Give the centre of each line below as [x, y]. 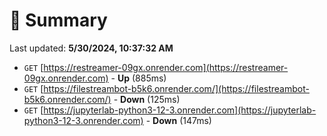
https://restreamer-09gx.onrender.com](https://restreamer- [166, 67]
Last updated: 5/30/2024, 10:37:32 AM [91, 48]
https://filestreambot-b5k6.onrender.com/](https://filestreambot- [176, 88]
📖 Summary [58, 20]
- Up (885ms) [138, 78]
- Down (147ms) [178, 120]
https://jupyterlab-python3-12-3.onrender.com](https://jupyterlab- [180, 110]
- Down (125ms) [147, 99]
